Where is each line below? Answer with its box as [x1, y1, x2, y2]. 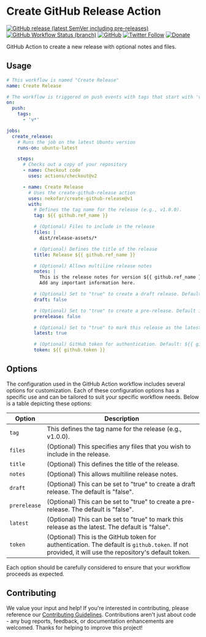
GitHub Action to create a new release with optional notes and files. [6, 43, 177, 50]
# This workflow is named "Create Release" [6, 77, 120, 83]
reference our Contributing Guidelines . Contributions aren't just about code [6, 611, 196, 618]
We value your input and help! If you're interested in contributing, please [6, 604, 189, 611]
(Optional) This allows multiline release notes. [47, 470, 178, 478]
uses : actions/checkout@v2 [28, 173, 97, 179]
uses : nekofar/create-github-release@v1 [28, 195, 133, 202]
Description [104, 414, 140, 422]
